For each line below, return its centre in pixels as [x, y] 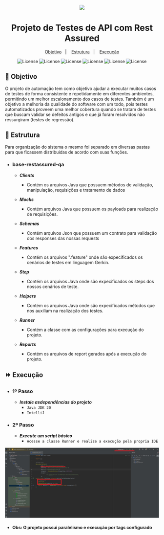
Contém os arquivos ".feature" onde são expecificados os [85, 257]
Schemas [29, 223]
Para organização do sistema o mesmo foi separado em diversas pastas [78, 147]
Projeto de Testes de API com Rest [82, 28]
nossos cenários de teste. [53, 287]
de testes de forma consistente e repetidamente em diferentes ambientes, [80, 93]
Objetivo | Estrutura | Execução [82, 52]
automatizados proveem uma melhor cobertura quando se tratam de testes [81, 109]
